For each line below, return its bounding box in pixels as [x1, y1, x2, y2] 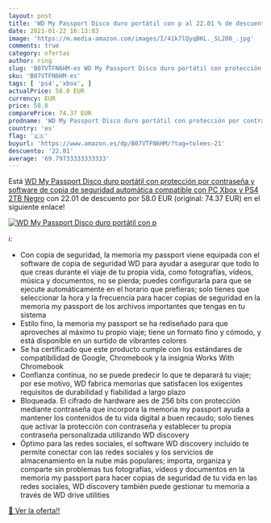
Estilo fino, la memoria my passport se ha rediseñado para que [19, 319, 228, 328]
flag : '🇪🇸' [8, 132, 48, 140]
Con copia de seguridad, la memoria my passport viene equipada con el [19, 250, 260, 260]
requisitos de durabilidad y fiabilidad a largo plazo [19, 387, 186, 397]
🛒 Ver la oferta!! [8, 506, 60, 516]
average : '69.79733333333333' [8, 154, 110, 162]
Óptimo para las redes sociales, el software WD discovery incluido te [19, 439, 249, 449]
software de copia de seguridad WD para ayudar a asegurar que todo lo [19, 259, 260, 269]
